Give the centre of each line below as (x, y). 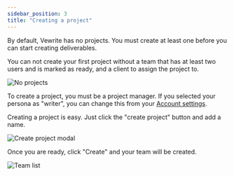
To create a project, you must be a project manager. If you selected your (111, 96)
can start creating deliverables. (52, 48)
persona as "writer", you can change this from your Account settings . (107, 103)
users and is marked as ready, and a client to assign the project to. (103, 69)
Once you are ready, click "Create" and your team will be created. (102, 151)
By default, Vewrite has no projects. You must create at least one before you (117, 40)
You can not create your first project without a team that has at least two (111, 61)
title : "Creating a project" (50, 20)
